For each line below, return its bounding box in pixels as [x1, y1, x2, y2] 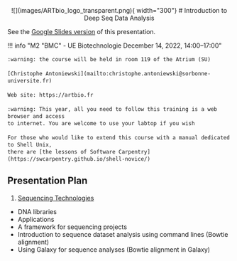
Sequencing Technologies [17, 193, 94, 202]
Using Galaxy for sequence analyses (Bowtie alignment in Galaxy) [17, 245, 211, 254]
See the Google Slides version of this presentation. [7, 28, 156, 36]
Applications [17, 215, 55, 223]
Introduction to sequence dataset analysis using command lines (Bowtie [17, 230, 228, 238]
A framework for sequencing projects [17, 223, 128, 231]
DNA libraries [17, 207, 57, 215]
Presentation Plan [7, 175, 88, 187]
